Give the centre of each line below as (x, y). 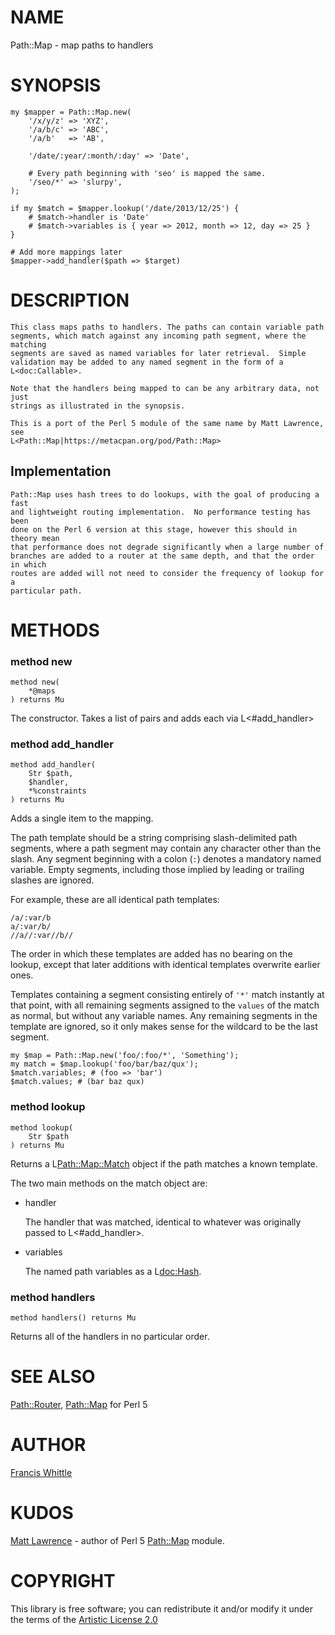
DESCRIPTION (70, 300)
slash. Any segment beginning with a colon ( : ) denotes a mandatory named (166, 859)
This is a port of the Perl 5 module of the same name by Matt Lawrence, (167, 423)
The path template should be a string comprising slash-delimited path (154, 838)
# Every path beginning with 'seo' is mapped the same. (147, 173)
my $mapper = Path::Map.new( (71, 112)
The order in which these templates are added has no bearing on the (151, 954)
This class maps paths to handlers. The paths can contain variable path (167, 327)
